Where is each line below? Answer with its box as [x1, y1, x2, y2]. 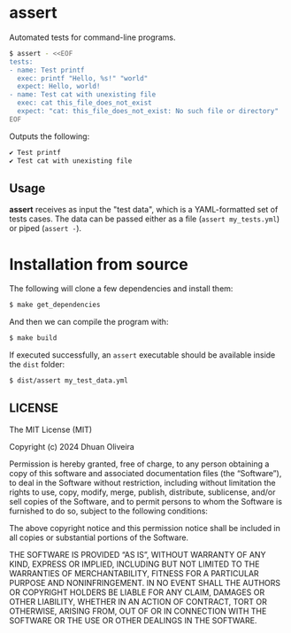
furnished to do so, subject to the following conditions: [9, 506, 208, 516]
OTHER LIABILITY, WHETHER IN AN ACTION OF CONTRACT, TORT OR [9, 596, 267, 606]
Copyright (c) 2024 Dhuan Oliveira [9, 441, 134, 452]
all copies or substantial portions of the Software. [9, 532, 188, 543]
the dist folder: [9, 359, 65, 370]
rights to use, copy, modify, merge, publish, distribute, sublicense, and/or [9, 486, 276, 498]
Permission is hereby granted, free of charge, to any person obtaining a [9, 459, 270, 469]
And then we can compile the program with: [9, 317, 169, 328]
